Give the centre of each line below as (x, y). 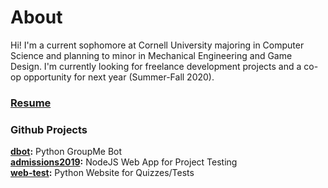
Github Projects (49, 129)
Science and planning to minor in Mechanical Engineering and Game (151, 55)
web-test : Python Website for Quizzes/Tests (102, 173)
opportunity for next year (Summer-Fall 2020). (119, 77)
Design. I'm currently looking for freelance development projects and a (156, 66)
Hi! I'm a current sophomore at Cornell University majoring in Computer (157, 45)
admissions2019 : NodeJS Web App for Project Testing (124, 162)
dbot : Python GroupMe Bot (66, 152)
